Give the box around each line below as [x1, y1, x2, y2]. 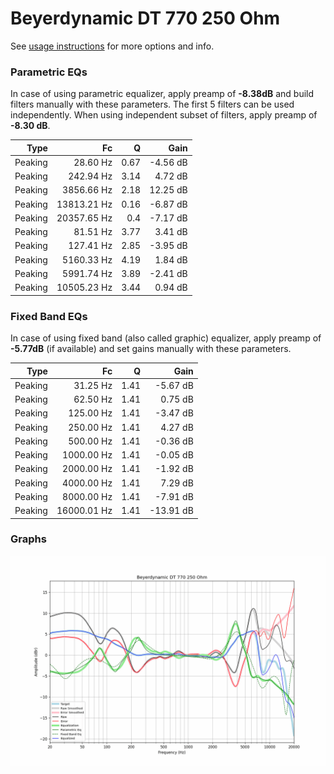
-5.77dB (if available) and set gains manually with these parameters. [10, 343, 292, 355]
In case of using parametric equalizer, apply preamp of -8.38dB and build [10, 88, 315, 100]
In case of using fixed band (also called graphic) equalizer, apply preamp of [10, 332, 322, 344]
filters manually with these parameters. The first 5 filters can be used [10, 98, 295, 111]
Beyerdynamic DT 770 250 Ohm [10, 7, 281, 30]
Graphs [10, 532, 47, 546]
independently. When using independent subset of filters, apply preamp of [10, 109, 318, 121]
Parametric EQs [10, 65, 88, 79]
